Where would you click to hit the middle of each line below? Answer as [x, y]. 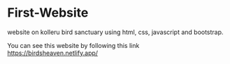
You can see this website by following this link [73, 45]
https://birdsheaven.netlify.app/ [53, 53]
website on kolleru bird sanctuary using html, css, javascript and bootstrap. [115, 32]
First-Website [48, 13]
